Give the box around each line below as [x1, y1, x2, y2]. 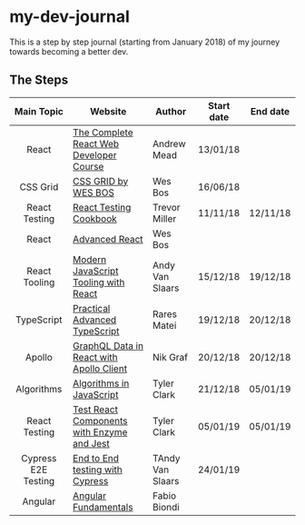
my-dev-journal [9, 6, 130, 27]
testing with [72, 463, 123, 476]
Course [72, 160, 104, 173]
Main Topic [14, 104, 64, 117]
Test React [72, 402, 118, 415]
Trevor [152, 201, 181, 213]
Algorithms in [72, 377, 130, 390]
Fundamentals [72, 500, 133, 513]
